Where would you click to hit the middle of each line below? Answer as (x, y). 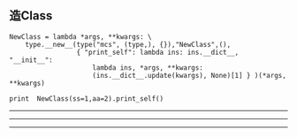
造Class (31, 16)
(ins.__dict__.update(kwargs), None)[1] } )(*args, (190, 75)
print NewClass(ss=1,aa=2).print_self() (87, 99)
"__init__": (31, 60)
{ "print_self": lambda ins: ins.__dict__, (158, 52)
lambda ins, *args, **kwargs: (148, 68)
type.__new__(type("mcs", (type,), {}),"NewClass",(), (128, 44)
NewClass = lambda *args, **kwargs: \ (80, 37)
